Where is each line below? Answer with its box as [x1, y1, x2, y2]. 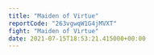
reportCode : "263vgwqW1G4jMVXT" [8, 19, 117, 27]
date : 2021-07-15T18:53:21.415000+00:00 [8, 34, 147, 43]
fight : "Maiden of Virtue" [8, 27, 99, 35]
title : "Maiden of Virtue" [8, 11, 99, 20]
